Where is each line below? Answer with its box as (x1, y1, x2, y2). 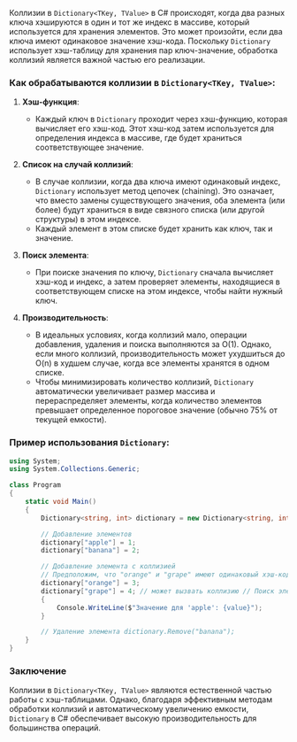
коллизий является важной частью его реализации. (9, 55, 206, 65)
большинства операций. (9, 723, 102, 733)
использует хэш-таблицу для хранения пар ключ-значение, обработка (9, 45, 278, 56)
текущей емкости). (34, 414, 108, 425)
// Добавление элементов (41, 529, 133, 538)
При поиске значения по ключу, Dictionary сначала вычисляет (34, 267, 274, 278)
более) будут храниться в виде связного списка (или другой (34, 205, 265, 215)
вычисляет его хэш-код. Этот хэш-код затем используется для (34, 123, 275, 134)
